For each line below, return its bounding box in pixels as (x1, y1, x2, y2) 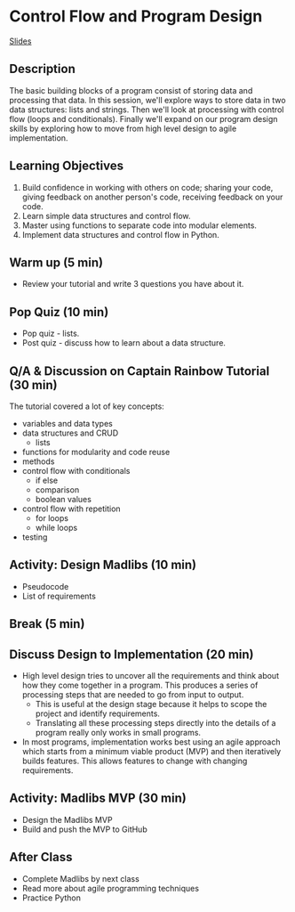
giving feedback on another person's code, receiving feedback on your (21, 191, 283, 202)
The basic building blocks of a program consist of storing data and (9, 85, 253, 95)
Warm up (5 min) (9, 255, 104, 270)
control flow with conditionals (21, 466, 131, 476)
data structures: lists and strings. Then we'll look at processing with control (9, 104, 284, 115)
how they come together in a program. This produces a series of (21, 680, 259, 691)
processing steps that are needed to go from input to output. (21, 689, 244, 700)
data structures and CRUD (21, 427, 118, 438)
